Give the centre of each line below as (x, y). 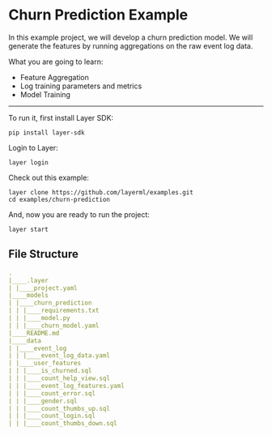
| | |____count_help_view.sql (59, 378)
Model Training (45, 94)
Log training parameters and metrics (81, 86)
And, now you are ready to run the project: (79, 214)
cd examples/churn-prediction (59, 199)
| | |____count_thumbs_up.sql (59, 408)
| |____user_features (45, 363)
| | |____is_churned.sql (50, 371)
